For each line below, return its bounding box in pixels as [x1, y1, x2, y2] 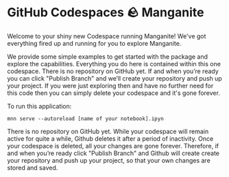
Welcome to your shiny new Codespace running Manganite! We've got [7, 31, 206, 40]
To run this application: [7, 102, 72, 110]
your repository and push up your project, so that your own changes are [7, 156, 210, 164]
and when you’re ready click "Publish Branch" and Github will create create [7, 149, 219, 157]
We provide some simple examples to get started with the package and [7, 52, 208, 61]
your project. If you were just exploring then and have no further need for [7, 81, 214, 90]
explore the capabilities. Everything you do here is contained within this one [7, 59, 221, 68]
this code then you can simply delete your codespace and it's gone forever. [7, 89, 221, 97]
